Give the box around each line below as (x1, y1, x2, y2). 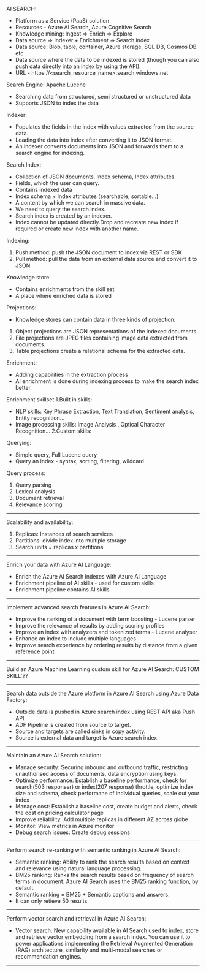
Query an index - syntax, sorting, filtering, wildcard (15, 458, 144, 465)
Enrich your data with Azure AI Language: (6, 561, 112, 568)
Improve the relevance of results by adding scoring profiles (15, 622, 165, 629)
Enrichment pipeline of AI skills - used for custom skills (15, 579, 154, 587)
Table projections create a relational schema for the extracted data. (15, 347, 185, 354)
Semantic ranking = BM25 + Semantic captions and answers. (15, 891, 170, 898)
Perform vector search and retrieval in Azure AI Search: (6, 915, 147, 922)
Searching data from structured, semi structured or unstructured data (15, 93, 191, 100)
